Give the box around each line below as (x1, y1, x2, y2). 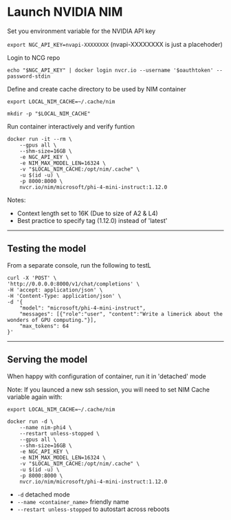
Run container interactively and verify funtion (7, 122, 135, 131)
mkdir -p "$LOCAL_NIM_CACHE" (7, 110, 91, 117)
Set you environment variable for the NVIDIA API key (7, 27, 156, 35)
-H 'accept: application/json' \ (7, 286, 103, 293)
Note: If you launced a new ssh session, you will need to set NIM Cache (7, 385, 210, 393)
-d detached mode (16, 490, 70, 499)
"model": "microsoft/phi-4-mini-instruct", (19, 304, 146, 312)
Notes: (7, 195, 26, 204)
